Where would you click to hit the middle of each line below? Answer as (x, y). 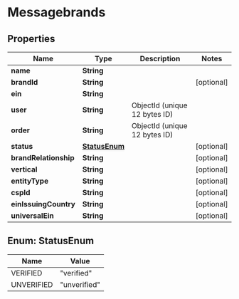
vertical (24, 169)
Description (160, 59)
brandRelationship (43, 158)
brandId (25, 82)
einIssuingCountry (43, 204)
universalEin (33, 216)
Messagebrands (57, 12)
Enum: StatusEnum (51, 241)
